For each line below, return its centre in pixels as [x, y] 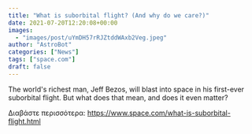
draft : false [30, 67]
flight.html [24, 121]
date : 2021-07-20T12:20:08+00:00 [63, 23]
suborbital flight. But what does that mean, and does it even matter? [118, 97]
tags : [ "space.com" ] [42, 60]
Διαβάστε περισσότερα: [47, 113]
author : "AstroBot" [40, 45]
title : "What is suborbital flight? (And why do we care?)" [109, 15]
